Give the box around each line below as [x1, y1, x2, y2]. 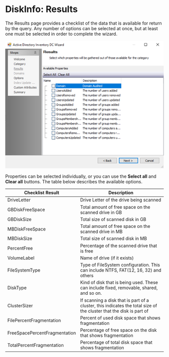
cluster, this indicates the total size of [80, 302, 157, 308]
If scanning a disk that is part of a [80, 297, 149, 303]
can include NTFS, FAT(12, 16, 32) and [80, 267, 162, 273]
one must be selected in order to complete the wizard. [5, 31, 118, 37]
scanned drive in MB [80, 228, 123, 234]
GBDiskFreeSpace [7, 207, 45, 213]
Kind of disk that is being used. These [80, 280, 158, 286]
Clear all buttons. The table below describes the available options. [5, 178, 142, 184]
